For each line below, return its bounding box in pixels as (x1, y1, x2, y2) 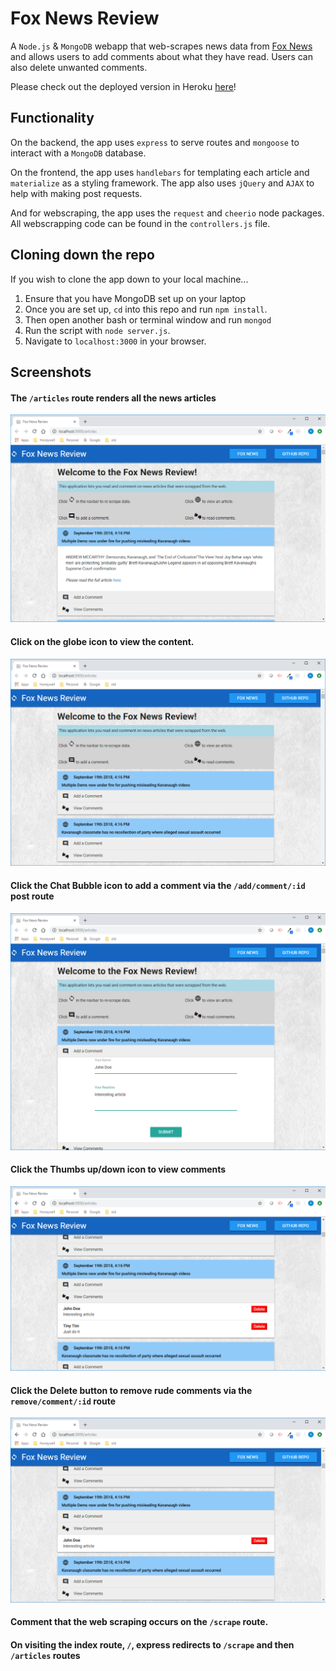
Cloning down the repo (10, 247, 155, 264)
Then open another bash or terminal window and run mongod (24, 313, 272, 326)
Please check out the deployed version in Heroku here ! (10, 80, 237, 92)
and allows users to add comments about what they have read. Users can (10, 50, 313, 62)
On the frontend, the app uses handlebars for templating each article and (10, 166, 310, 178)
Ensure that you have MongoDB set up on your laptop (24, 292, 247, 304)
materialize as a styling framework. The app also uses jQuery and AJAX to (10, 177, 315, 189)
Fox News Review (10, 7, 160, 30)
